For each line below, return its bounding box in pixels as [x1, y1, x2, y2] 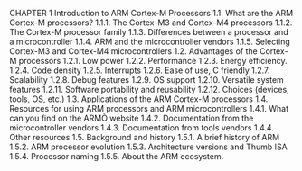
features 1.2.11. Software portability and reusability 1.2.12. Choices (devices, [9, 85, 289, 94]
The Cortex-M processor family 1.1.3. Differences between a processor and [9, 27, 288, 37]
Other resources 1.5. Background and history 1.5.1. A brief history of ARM [9, 132, 280, 142]
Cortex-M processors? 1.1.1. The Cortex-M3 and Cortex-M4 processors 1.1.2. [9, 17, 293, 28]
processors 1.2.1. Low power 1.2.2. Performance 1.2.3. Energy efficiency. [18, 56, 288, 66]
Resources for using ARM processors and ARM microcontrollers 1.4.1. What [9, 103, 289, 113]
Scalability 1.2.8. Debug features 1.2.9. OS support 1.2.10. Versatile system [9, 75, 285, 85]
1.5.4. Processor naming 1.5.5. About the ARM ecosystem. [9, 151, 224, 161]
